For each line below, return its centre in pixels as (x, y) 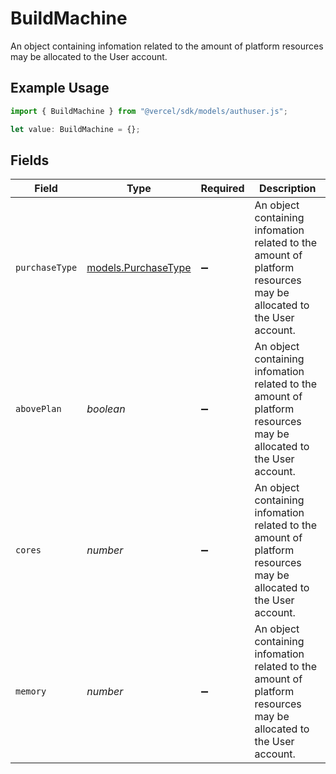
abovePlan (38, 409)
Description (288, 189)
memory (31, 691)
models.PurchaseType (139, 268)
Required (222, 189)
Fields (30, 160)
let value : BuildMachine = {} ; (75, 129)
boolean (106, 409)
